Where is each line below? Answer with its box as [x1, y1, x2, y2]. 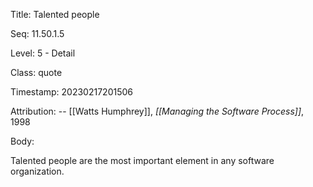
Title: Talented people [10, 9, 100, 20]
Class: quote [10, 67, 63, 78]
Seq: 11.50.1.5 [10, 28, 65, 39]
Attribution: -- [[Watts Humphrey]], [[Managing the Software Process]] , [10, 105, 305, 117]
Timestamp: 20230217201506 [10, 86, 133, 98]
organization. [10, 165, 65, 177]
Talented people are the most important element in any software [10, 155, 275, 166]
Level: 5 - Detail [10, 47, 76, 59]
